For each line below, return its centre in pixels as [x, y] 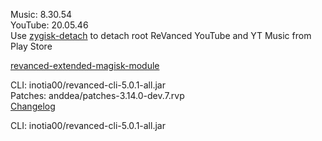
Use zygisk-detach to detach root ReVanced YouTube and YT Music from [161, 35]
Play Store [31, 46]
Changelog [33, 106]
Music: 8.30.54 [41, 14]
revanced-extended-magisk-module [85, 65]
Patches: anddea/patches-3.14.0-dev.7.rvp [97, 95]
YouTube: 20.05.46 [49, 25]
